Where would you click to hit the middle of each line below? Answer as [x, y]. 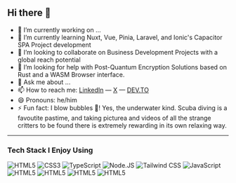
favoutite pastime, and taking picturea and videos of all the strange [114, 118]
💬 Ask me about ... [44, 82]
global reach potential [49, 60]
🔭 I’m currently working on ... [59, 29]
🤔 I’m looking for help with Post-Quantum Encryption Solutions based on [122, 67]
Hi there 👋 [29, 13]
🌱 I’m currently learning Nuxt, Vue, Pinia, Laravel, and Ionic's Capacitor [120, 37]
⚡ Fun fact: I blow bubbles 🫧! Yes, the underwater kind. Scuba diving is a [122, 108]
